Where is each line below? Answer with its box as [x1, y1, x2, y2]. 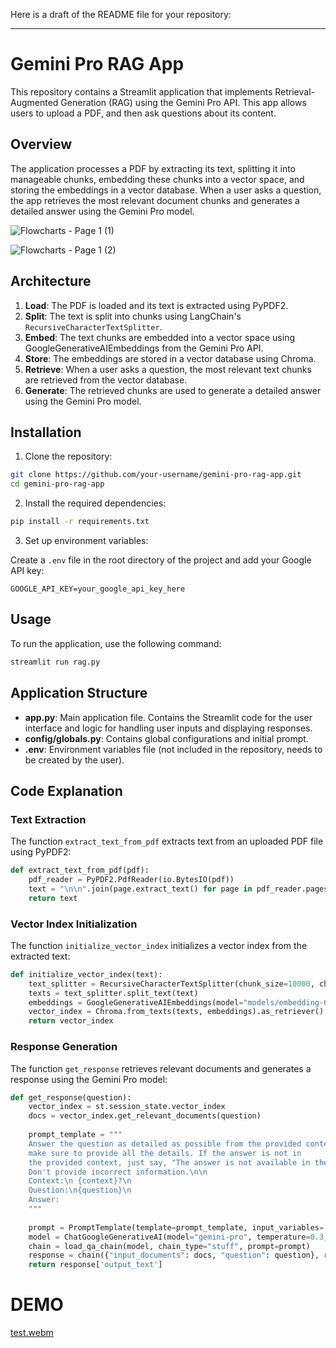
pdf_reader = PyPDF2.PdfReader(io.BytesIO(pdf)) [28, 875, 235, 885]
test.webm [10, 1327, 54, 1339]
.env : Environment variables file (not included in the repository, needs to [24, 743, 323, 755]
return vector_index [28, 1016, 114, 1026]
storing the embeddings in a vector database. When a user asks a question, [10, 184, 322, 196]
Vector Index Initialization [10, 917, 138, 931]
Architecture [10, 273, 92, 290]
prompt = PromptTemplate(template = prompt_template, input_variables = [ [28, 1222, 329, 1233]
